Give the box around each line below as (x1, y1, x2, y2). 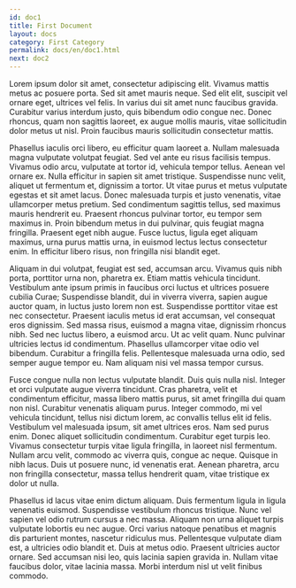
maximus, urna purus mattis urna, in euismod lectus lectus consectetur (9, 236, 268, 247)
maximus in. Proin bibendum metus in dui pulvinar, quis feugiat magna (9, 218, 265, 228)
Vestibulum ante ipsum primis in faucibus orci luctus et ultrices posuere (9, 282, 269, 292)
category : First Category (9, 37, 104, 47)
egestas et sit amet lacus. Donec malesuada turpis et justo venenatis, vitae (9, 190, 281, 200)
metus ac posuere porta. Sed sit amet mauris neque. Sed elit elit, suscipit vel (9, 88, 288, 98)
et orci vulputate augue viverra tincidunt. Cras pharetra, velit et (9, 384, 238, 394)
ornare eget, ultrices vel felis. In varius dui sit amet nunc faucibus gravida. (9, 97, 278, 107)
